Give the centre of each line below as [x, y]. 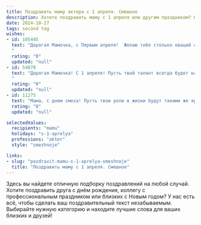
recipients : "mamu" [36, 128]
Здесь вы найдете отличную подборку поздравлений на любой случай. [98, 184]
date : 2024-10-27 [28, 23]
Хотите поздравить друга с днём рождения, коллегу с [76, 190]
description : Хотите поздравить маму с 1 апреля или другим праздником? [99, 17]
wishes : [16, 34]
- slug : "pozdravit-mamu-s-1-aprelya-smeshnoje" [68, 161]
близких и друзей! [29, 215]
